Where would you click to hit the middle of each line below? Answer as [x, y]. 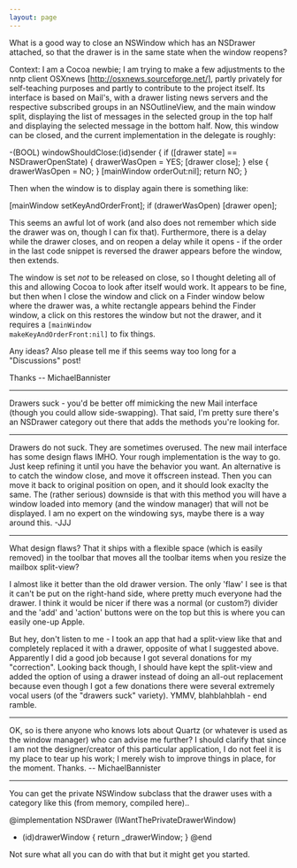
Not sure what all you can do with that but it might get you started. [129, 854]
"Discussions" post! [45, 360]
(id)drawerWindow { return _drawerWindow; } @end [117, 837]
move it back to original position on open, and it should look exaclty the [139, 484]
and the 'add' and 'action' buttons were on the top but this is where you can [147, 612]
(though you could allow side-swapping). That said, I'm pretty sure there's [144, 412]
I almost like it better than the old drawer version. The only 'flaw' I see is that [148, 584]
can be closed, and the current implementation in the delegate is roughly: [143, 135]
